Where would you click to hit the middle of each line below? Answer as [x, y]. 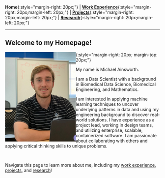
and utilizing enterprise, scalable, [109, 130]
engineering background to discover [112, 115]
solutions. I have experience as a [121, 119]
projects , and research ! [29, 170]
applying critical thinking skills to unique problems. [56, 146]
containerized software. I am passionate [116, 135]
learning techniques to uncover [107, 104]
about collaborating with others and [112, 141]
